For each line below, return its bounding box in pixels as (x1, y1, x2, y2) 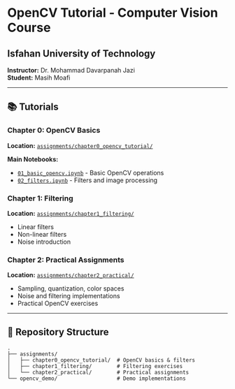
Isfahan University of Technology (7, 47, 156, 59)
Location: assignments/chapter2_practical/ (7, 271, 134, 279)
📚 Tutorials (7, 101, 59, 113)
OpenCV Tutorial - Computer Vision (7, 5, 218, 21)
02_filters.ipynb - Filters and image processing (17, 176, 158, 184)
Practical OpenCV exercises (17, 299, 99, 308)
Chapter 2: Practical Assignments (7, 255, 124, 265)
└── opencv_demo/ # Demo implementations (7, 375, 187, 382)
